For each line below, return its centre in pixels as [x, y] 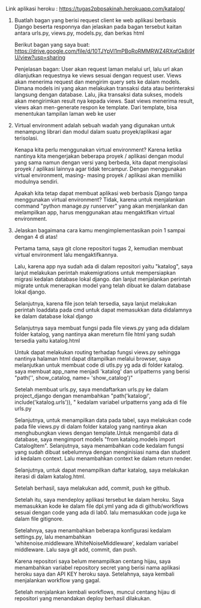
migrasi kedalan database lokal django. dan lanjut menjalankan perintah [103, 279]
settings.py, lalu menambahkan [53, 537]
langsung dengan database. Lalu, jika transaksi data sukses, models [98, 95]
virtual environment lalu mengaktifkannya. [66, 255]
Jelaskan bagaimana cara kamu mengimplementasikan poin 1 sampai [100, 230]
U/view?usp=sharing [40, 57]
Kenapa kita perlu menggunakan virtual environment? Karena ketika [98, 150]
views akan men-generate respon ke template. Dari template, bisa [96, 107]
